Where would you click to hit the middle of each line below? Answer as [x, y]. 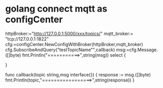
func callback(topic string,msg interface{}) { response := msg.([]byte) [78, 74]
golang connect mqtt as [56, 9]
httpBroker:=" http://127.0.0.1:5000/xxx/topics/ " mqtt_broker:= [69, 33]
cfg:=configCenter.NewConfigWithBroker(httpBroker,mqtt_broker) [74, 44]
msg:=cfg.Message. [137, 50]
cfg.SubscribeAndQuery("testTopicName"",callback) [60, 50]
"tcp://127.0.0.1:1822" [27, 39]
